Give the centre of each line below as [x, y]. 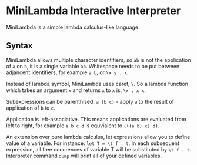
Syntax [19, 46]
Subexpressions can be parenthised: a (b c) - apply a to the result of [90, 101]
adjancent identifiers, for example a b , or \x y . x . [68, 72]
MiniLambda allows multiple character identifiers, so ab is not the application [98, 60]
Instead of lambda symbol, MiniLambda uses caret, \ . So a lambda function [97, 84]
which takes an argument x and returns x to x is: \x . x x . [76, 90]
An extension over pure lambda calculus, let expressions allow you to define [98, 137]
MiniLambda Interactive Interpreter [94, 11]
